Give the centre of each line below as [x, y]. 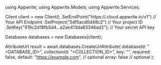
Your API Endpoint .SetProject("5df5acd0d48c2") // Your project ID [74, 22]
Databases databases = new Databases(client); [54, 37]
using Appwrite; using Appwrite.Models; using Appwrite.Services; [73, 7]
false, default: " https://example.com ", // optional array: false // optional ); [80, 57]
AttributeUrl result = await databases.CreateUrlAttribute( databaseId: [76, 46]
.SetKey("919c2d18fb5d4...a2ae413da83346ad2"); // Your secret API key [80, 27]
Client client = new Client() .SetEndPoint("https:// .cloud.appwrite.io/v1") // [81, 17]
